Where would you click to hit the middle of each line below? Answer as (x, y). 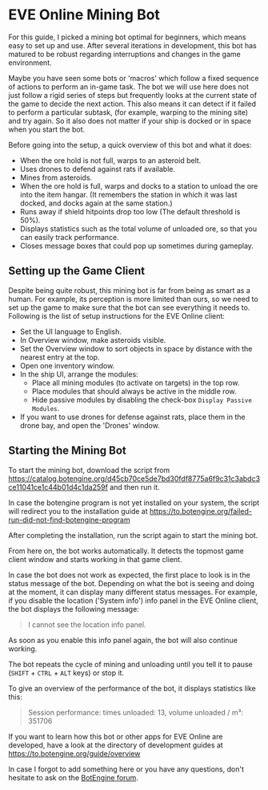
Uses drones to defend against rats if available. (98, 169)
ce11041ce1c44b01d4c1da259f (58, 487)
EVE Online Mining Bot (84, 15)
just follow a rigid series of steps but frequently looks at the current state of (133, 95)
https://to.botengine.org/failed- (200, 511)
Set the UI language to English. (70, 332)
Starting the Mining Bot (67, 451)
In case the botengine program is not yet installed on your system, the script (134, 503)
